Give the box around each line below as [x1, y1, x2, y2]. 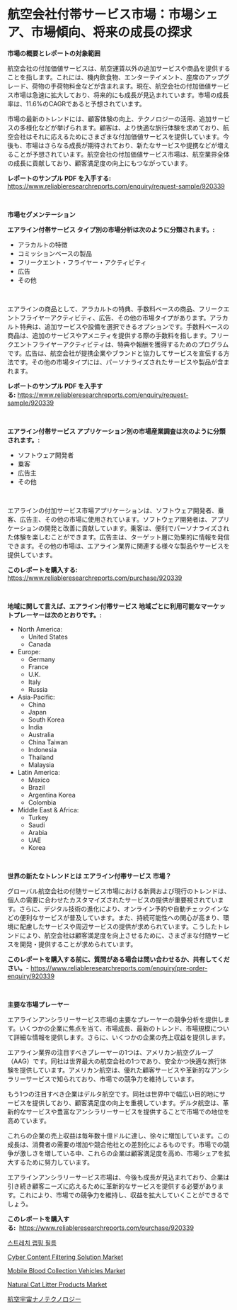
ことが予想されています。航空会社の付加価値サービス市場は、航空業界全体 [13, 150, 230, 158]
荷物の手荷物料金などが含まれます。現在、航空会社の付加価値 [31, 82, 212, 90]
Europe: [17, 647, 41, 656]
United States [28, 632, 69, 641]
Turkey [28, 813, 49, 822]
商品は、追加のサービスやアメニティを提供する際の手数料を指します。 [7, 331, 211, 340]
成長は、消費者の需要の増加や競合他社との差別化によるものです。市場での [7, 1140, 224, 1148]
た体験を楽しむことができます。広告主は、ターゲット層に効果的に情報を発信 [7, 532, 230, 541]
